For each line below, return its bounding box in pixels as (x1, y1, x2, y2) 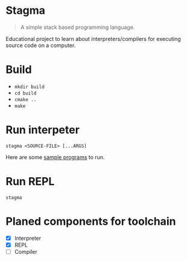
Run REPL (5, 175, 55, 188)
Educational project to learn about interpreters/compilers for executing (5, 35, 182, 42)
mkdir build (14, 84, 45, 90)
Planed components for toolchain (5, 215, 176, 228)
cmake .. (14, 96, 37, 102)
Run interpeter (5, 123, 80, 137)
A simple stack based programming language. (20, 24, 135, 31)
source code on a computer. (5, 42, 76, 49)
